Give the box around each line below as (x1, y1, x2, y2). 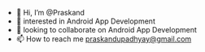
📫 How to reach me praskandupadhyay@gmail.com (15, 34, 192, 44)
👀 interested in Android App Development (15, 16, 156, 26)
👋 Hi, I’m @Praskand (15, 8, 85, 17)
